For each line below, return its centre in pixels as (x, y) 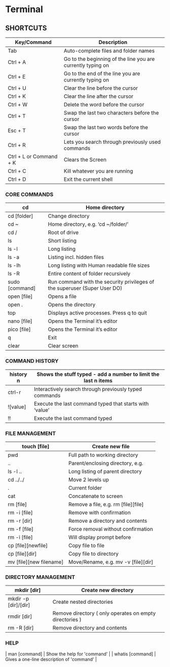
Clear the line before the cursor (101, 88)
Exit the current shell (88, 179)
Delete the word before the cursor (104, 105)
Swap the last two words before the (106, 127)
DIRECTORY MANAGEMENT (40, 577)
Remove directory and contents (90, 628)
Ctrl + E (17, 77)
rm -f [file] (21, 529)
